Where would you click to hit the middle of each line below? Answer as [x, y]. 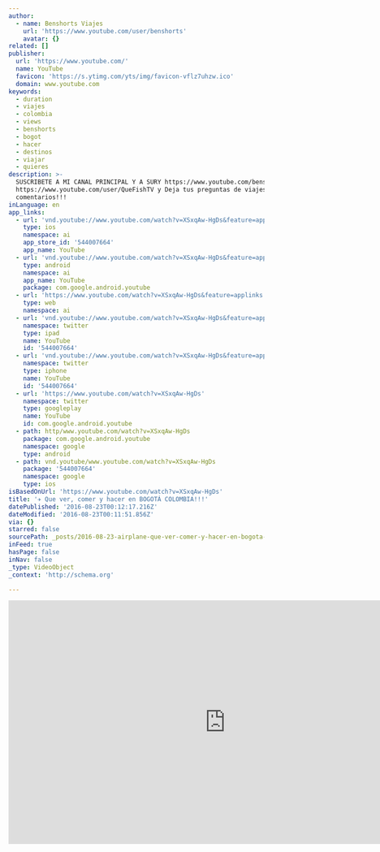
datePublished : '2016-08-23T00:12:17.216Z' [83, 507]
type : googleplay [52, 409]
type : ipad [41, 333]
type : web [40, 303]
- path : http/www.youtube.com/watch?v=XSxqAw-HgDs [103, 431]
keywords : [25, 91]
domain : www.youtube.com [58, 84]
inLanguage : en [34, 205]
